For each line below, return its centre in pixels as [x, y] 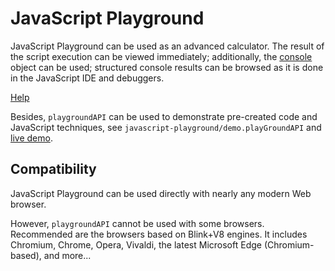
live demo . [31, 138]
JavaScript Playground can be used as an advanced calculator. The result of [167, 46]
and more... [67, 255]
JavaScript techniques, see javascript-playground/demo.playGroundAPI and [166, 127]
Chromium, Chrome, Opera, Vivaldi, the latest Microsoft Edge [136, 244]
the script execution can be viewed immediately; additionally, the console [161, 56]
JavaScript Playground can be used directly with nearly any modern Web [161, 193]
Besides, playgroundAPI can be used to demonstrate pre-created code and [164, 116]
